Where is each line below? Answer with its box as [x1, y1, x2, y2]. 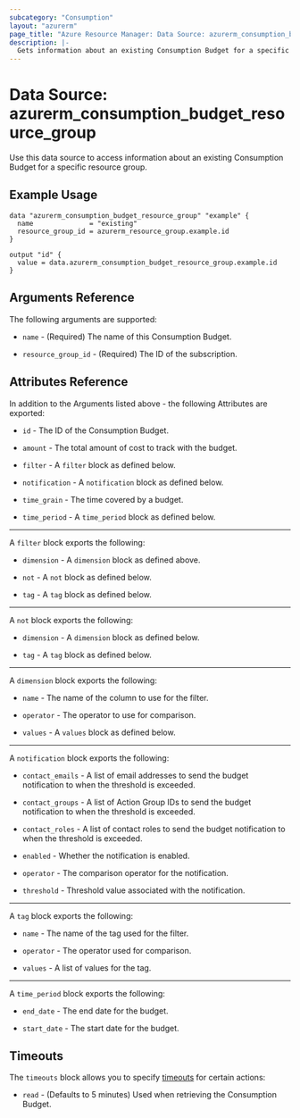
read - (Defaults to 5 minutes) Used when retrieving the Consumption [21, 1089, 277, 1100]
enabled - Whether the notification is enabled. [21, 850, 190, 861]
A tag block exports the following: [9, 910, 134, 921]
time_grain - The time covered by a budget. [21, 494, 184, 505]
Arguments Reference [9, 290, 136, 305]
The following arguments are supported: [9, 313, 158, 324]
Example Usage [9, 188, 98, 203]
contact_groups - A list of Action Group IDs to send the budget [21, 797, 252, 807]
